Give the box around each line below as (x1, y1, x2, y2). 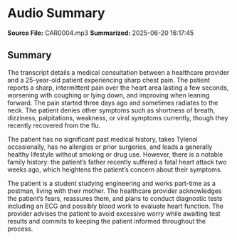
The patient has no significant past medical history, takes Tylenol (7, 135, 198, 143)
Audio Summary (7, 5, 105, 21)
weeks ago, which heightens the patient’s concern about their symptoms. (7, 165, 223, 174)
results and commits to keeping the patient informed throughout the (7, 216, 206, 225)
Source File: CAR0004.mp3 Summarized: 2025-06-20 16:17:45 (7, 28, 194, 37)
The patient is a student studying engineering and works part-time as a (7, 179, 216, 187)
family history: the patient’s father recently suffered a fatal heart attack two (7, 157, 227, 166)
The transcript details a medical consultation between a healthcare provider (7, 68, 230, 76)
